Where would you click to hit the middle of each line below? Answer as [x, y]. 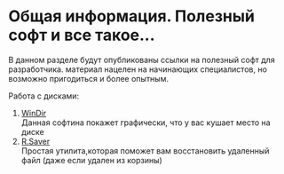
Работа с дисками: [44, 96]
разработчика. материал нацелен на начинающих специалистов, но [138, 69]
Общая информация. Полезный [131, 16]
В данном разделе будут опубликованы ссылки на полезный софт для [142, 59]
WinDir [34, 113]
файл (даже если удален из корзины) [92, 160]
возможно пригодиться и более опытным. [89, 78]
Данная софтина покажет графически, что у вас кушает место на [146, 123]
